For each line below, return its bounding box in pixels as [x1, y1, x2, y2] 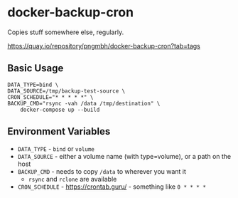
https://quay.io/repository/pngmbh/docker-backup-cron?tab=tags [7, 41, 201, 50]
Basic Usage [7, 62, 64, 75]
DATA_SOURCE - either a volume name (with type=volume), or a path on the [17, 152, 232, 160]
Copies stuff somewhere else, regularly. [7, 28, 124, 36]
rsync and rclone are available [28, 174, 117, 183]
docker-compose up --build [20, 106, 100, 113]
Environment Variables [7, 125, 111, 137]
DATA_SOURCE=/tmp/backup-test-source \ [7, 87, 126, 95]
